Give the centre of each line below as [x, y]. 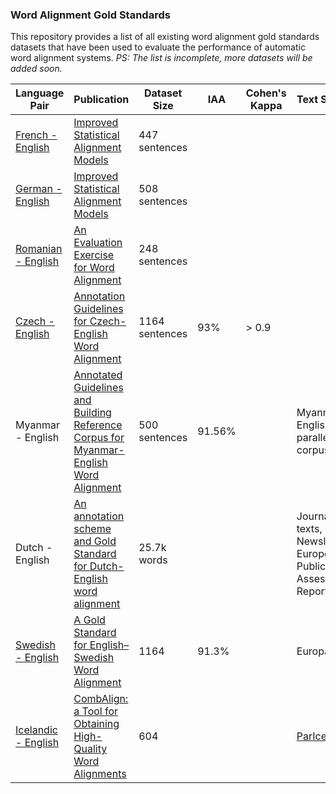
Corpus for [99, 438]
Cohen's [266, 93]
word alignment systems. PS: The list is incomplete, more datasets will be [161, 58]
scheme [92, 529]
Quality [90, 749]
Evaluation [98, 243]
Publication [101, 100]
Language [40, 93]
